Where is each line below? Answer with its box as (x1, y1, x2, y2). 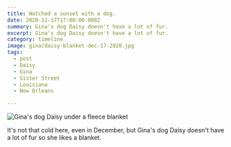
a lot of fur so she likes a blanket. (7, 133, 102, 142)
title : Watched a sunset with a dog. (7, 10, 116, 17)
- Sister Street (13, 74, 60, 82)
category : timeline (7, 36, 64, 43)
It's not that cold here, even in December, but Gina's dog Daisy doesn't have (7, 126, 225, 135)
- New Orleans (13, 87, 54, 94)
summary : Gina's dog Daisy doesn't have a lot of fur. (7, 23, 169, 30)
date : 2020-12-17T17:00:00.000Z (7, 17, 100, 24)
